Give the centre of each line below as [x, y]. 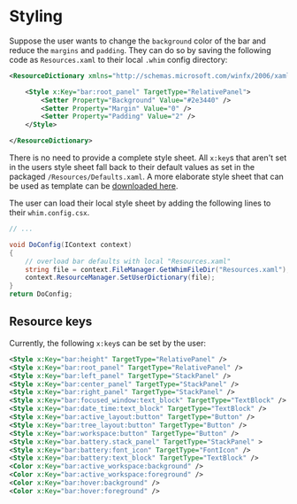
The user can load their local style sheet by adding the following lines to [140, 203]
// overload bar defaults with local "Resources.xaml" [128, 261]
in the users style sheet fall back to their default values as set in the [132, 167]
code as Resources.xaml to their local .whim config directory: [118, 59]
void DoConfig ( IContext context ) [71, 244]
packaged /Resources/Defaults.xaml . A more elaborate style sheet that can [147, 177]
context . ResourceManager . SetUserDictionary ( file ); [120, 278]
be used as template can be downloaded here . [94, 186]
